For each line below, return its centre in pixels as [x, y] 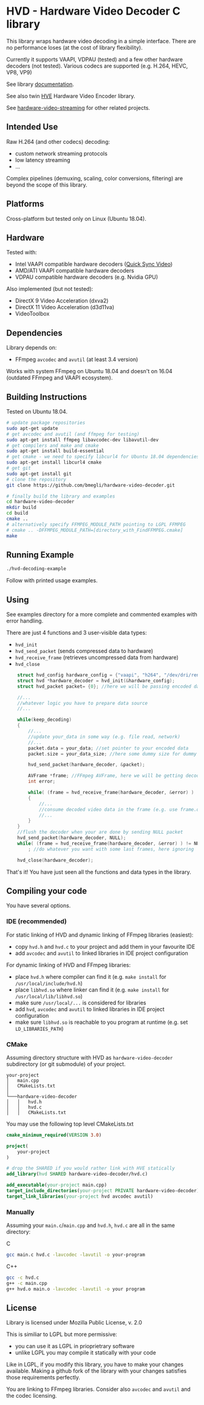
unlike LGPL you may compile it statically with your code [86, 1353]
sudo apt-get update [32, 428]
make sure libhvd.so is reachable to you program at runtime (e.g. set [101, 1022]
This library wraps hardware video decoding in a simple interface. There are [101, 41]
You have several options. [39, 906]
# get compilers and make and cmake [53, 445]
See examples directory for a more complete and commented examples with [102, 614]
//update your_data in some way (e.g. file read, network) [104, 737]
